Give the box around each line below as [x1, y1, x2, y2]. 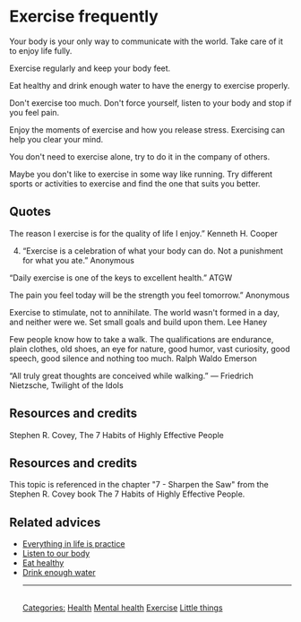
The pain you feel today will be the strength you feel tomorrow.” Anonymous [9, 289, 290, 300]
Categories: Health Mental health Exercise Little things [21, 602, 223, 613]
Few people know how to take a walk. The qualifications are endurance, [9, 333, 274, 344]
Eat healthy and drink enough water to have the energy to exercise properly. [9, 80, 290, 91]
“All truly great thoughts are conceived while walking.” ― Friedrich [9, 370, 254, 381]
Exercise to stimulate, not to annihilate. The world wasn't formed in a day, [9, 307, 280, 317]
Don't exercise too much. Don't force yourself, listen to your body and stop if [9, 97, 292, 108]
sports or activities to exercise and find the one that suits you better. [9, 177, 262, 189]
